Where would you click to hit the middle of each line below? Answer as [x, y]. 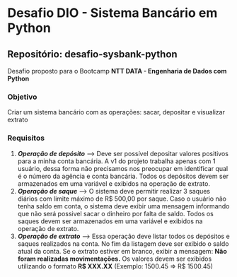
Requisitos [26, 138]
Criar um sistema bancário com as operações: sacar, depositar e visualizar [116, 112]
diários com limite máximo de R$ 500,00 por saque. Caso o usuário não [122, 199]
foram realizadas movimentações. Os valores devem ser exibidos [115, 259]
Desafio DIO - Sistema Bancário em [112, 13]
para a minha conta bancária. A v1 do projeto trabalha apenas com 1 [116, 161]
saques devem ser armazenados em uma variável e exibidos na [110, 221]
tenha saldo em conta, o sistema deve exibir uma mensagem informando [123, 206]
